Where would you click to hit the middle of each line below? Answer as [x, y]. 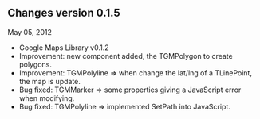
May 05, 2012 [30, 32]
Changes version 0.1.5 [64, 13]
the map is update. [50, 81]
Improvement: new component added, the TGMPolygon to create [126, 56]
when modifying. [47, 98]
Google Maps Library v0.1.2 [64, 48]
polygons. [35, 64]
